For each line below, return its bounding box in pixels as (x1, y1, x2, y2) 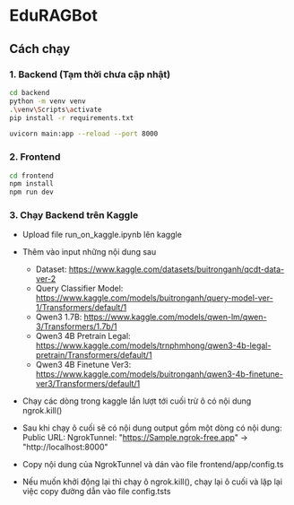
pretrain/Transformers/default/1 (35, 350, 152, 361)
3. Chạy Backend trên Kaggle (9, 209, 139, 222)
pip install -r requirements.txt (9, 113, 134, 122)
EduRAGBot (9, 5, 99, 26)
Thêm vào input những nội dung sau (22, 247, 157, 257)
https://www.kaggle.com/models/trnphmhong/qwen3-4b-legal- (35, 340, 272, 351)
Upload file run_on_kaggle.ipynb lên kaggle (22, 230, 182, 240)
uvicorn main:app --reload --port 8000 (9, 129, 159, 139)
